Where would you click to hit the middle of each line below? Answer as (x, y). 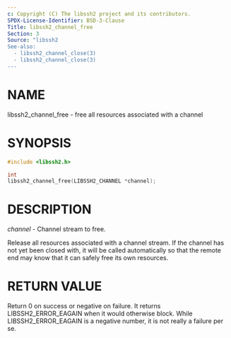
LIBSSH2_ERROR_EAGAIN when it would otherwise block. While (100, 314)
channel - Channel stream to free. (57, 229)
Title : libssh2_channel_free (50, 27)
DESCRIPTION (49, 210)
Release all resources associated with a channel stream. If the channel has (116, 243)
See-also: (22, 47)
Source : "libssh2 (33, 40)
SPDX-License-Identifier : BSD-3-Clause (66, 21)
